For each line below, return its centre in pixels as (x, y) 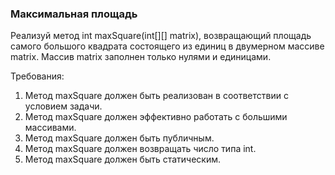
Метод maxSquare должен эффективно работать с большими (156, 117)
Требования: (37, 76)
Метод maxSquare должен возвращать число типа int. (140, 149)
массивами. (50, 128)
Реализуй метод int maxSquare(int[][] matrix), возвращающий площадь (161, 36)
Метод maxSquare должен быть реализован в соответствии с (156, 96)
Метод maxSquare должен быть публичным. (119, 138)
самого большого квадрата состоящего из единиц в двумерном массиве (167, 46)
